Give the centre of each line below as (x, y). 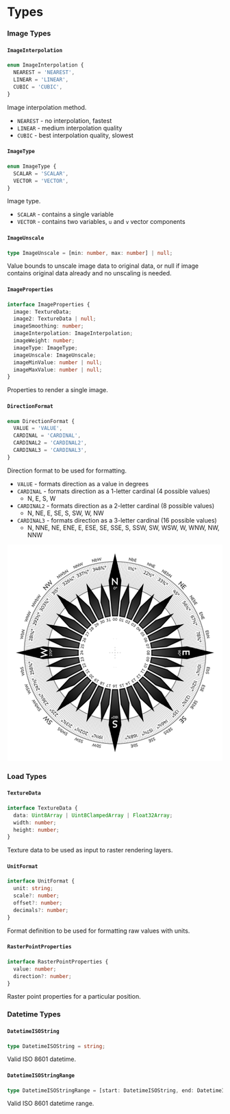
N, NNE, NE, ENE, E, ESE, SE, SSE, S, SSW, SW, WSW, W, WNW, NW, (123, 527)
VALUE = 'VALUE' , (38, 429)
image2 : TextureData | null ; (55, 319)
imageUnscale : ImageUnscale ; (55, 355)
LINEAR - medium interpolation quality (69, 128)
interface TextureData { (42, 808)
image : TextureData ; (42, 312)
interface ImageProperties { (49, 304)
